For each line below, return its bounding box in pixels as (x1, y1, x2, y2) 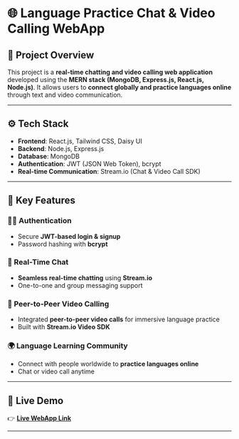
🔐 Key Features (7, 195, 76, 207)
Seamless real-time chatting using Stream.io (17, 273, 153, 282)
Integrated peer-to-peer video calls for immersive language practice (17, 315, 221, 324)
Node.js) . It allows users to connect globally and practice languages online (7, 83, 232, 91)
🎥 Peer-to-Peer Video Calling (7, 299, 110, 309)
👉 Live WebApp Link (7, 414, 72, 423)
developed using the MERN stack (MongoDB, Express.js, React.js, (7, 76, 204, 83)
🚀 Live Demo (7, 394, 64, 407)
